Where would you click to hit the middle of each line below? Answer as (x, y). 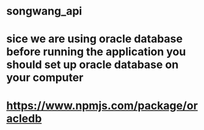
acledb (24, 118)
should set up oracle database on (93, 65)
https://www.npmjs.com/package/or (102, 105)
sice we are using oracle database (95, 39)
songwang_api (44, 11)
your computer (45, 78)
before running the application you (96, 52)
